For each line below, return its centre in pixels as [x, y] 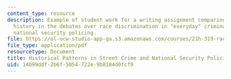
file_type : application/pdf [47, 45]
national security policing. [55, 33]
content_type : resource [41, 13]
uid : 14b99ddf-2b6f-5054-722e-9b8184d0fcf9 [70, 65]
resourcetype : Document [41, 52]
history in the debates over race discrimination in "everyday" [107, 26]
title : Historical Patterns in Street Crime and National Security [106, 58]
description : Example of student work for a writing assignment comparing [117, 20]
